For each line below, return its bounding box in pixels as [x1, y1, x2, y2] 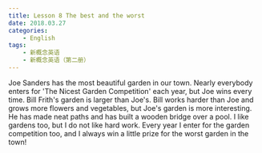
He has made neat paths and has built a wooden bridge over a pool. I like [8, 112, 249, 121]
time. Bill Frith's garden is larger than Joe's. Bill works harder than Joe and [8, 95, 254, 104]
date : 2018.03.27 [8, 19, 67, 27]
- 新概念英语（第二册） [22, 57, 90, 65]
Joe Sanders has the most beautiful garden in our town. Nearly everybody [8, 77, 253, 88]
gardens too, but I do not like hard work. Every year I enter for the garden [8, 120, 250, 130]
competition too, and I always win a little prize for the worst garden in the [8, 128, 249, 138]
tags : [8, 41, 26, 49]
